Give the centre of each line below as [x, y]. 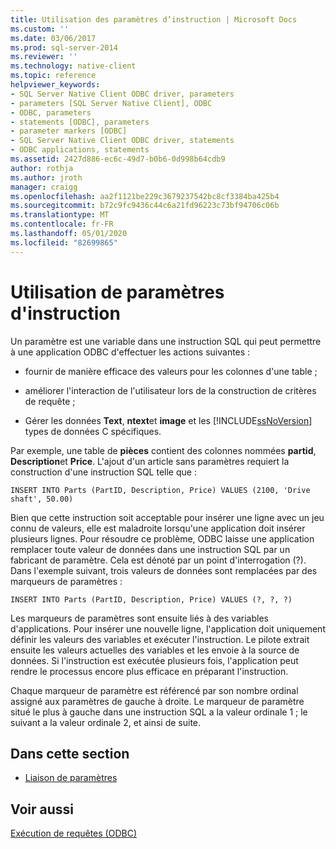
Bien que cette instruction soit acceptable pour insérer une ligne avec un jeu [167, 517]
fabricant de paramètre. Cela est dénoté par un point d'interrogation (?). [158, 560]
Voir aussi [42, 809]
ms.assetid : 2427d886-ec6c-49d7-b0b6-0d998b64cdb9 [118, 159]
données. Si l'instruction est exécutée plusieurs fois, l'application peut [154, 660]
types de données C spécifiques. [93, 431]
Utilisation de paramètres [117, 292]
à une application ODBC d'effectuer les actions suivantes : [130, 352]
